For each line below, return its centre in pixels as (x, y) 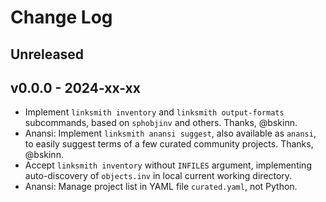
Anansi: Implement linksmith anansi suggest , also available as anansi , (170, 133)
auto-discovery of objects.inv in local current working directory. (158, 176)
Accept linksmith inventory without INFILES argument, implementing (168, 165)
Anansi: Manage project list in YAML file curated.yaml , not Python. (161, 187)
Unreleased (47, 54)
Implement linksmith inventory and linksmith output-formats (154, 112)
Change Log (61, 17)
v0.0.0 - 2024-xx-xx (75, 87)
